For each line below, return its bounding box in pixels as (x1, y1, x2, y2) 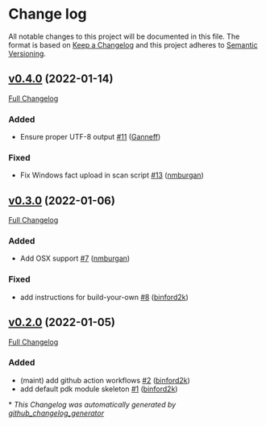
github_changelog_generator (8, 408, 105, 418)
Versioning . (8, 48, 47, 58)
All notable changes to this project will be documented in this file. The (8, 31, 240, 41)
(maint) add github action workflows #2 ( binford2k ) (19, 375, 191, 385)
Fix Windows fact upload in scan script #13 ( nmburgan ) (19, 170, 204, 180)
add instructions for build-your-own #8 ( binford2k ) (19, 292, 189, 302)
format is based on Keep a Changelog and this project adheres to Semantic (8, 40, 258, 49)
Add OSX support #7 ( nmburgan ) (19, 253, 131, 263)
